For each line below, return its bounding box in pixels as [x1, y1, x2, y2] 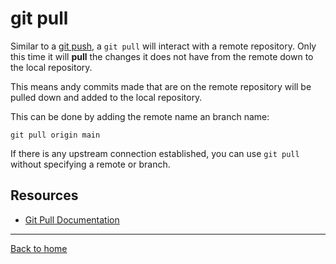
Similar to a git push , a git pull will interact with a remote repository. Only [10, 40, 317, 52]
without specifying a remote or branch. [10, 158, 171, 170]
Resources [10, 187, 79, 204]
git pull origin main [10, 130, 101, 140]
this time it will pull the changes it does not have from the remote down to [10, 50, 314, 62]
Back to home [10, 242, 68, 254]
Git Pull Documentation [24, 213, 120, 226]
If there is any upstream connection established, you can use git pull [10, 147, 300, 159]
